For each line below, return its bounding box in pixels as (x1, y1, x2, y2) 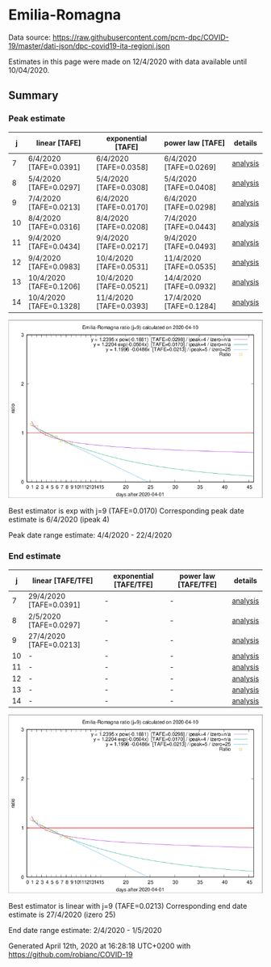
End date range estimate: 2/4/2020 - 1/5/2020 (8, 925, 163, 935)
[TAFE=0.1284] (164, 302, 217, 311)
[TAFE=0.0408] (164, 182, 217, 192)
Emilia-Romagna (8, 6, 122, 24)
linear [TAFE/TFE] (31, 576, 94, 585)
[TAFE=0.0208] (95, 222, 149, 232)
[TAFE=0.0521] (95, 281, 149, 291)
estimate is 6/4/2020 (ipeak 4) (8, 515, 110, 525)
